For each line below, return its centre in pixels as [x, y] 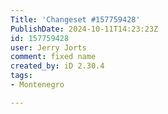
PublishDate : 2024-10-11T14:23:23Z [84, 29]
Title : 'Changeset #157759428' [75, 19]
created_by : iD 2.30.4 [57, 66]
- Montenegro [37, 85]
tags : [21, 76]
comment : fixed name [53, 57]
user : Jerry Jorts [48, 47]
